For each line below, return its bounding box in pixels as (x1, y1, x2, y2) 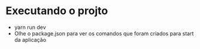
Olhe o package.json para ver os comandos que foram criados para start (14, 30, 194, 37)
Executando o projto (5, 4, 108, 18)
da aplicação (14, 36, 46, 43)
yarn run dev (14, 24, 46, 31)
